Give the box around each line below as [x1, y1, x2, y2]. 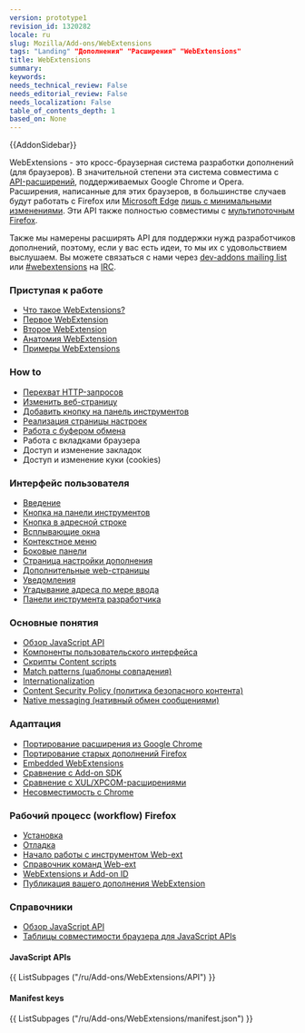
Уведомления [22, 575, 76, 585]
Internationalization [22, 675, 95, 686]
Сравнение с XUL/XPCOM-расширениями [22, 777, 187, 788]
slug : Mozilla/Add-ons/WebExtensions [9, 38, 152, 48]
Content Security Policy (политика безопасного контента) [22, 685, 243, 696]
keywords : [9, 73, 47, 82]
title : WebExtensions [9, 55, 92, 64]
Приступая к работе [9, 284, 103, 297]
